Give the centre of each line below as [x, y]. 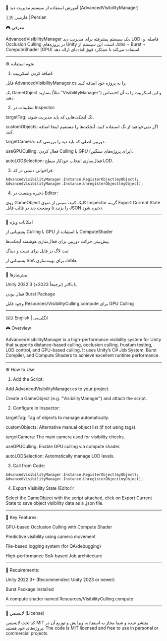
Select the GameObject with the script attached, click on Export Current [79, 498]
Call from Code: [29, 466]
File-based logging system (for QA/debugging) [53, 546]
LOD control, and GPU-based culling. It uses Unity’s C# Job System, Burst [81, 350]
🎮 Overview [18, 328]
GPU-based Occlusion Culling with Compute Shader [59, 527]
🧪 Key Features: [22, 517]
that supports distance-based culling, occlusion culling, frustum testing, [79, 345]
